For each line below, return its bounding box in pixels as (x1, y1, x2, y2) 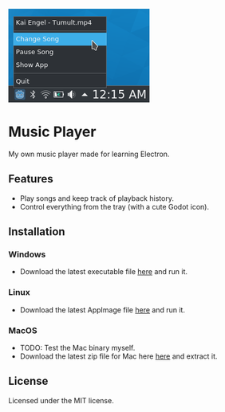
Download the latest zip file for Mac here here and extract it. (19, 351, 218, 361)
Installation (8, 225, 65, 239)
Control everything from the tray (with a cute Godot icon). (19, 202, 210, 211)
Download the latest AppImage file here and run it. (19, 304, 186, 315)
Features (8, 172, 53, 186)
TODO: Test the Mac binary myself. (19, 343, 136, 353)
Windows (8, 249, 46, 260)
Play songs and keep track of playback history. (19, 193, 174, 203)
